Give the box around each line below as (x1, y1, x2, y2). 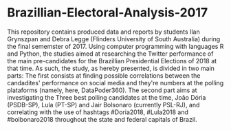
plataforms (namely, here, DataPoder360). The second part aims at (7, 86, 197, 94)
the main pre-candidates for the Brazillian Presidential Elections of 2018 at (7, 56, 217, 65)
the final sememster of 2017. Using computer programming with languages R (7, 42, 224, 50)
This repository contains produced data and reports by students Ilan (7, 28, 201, 36)
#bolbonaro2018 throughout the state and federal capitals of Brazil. (7, 115, 197, 123)
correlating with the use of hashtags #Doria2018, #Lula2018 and (7, 108, 189, 116)
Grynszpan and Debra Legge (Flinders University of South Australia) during (7, 34, 221, 43)
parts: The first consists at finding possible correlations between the (7, 71, 201, 80)
